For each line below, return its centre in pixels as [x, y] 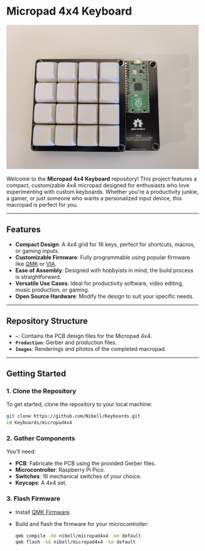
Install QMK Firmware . [43, 512]
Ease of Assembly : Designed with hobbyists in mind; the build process [104, 270]
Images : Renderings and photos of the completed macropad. [91, 348]
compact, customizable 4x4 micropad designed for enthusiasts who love [98, 185]
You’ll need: [21, 452]
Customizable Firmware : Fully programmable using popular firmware [103, 257]
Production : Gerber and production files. [66, 342]
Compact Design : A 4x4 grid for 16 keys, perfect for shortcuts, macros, [105, 244]
